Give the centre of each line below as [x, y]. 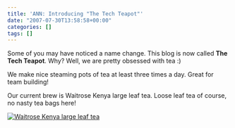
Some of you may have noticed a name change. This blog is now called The [117, 53]
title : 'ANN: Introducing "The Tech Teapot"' [75, 14]
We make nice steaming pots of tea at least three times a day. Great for [110, 75]
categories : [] [30, 27]
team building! [28, 82]
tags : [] [20, 33]
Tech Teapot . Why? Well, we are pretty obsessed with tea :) [94, 61]
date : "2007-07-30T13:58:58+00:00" [60, 20]
